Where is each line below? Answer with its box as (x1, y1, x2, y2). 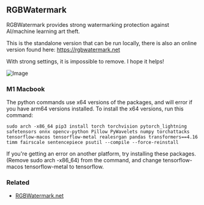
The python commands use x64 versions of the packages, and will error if (6, 99, 192, 106)
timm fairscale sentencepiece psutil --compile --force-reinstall (6, 140, 179, 146)
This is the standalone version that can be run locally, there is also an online (6, 39, 197, 46)
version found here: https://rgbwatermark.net (6, 46, 120, 53)
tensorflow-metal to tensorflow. (24, 163, 104, 170)
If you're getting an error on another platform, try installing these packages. (6, 150, 197, 157)
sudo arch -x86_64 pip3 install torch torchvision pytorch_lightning (6, 123, 188, 130)
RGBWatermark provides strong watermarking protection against (6, 21, 170, 28)
